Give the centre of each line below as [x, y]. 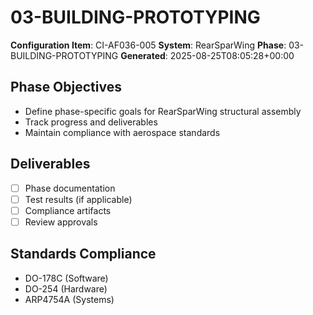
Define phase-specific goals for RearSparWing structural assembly [163, 111]
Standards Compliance [83, 254]
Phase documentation [70, 188]
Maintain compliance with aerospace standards [122, 132]
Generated [143, 55]
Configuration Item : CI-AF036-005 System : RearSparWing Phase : [148, 45]
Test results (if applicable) [78, 199]
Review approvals [61, 222]
